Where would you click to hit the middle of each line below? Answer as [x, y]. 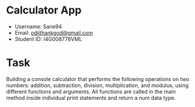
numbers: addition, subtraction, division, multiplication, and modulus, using [97, 85]
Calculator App [44, 10]
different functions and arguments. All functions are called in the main [91, 91]
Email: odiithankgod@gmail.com [54, 32]
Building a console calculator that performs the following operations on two [98, 79]
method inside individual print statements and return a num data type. [91, 98]
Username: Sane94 [38, 26]
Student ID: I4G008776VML [48, 39]
